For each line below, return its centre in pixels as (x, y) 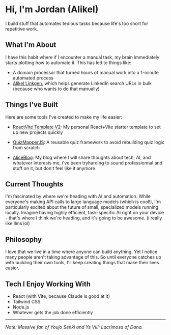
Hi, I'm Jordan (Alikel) (52, 9)
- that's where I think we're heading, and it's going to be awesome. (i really (84, 218)
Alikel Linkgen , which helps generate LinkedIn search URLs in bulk (82, 83)
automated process (33, 78)
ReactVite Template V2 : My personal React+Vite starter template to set (87, 127)
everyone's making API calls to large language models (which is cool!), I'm (83, 202)
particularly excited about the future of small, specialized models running (82, 207)
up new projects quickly (38, 132)
